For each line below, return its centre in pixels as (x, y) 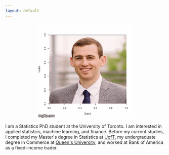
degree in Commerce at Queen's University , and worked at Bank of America (84, 142)
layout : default (22, 11)
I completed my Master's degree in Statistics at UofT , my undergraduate (80, 137)
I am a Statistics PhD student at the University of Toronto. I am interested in (83, 126)
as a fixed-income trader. (32, 147)
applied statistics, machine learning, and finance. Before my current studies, (85, 131)
